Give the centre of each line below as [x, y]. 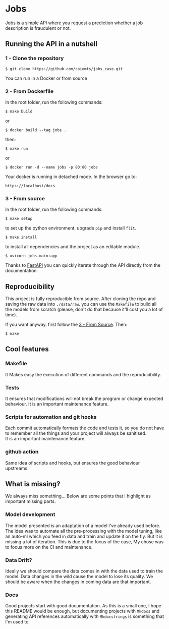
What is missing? [33, 484]
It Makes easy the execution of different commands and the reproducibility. [83, 374]
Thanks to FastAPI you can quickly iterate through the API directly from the [83, 265]
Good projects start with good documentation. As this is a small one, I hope [83, 606]
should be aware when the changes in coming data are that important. [78, 582]
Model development [30, 514]
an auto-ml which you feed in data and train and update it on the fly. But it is [84, 536]
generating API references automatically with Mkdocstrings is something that [84, 616]
